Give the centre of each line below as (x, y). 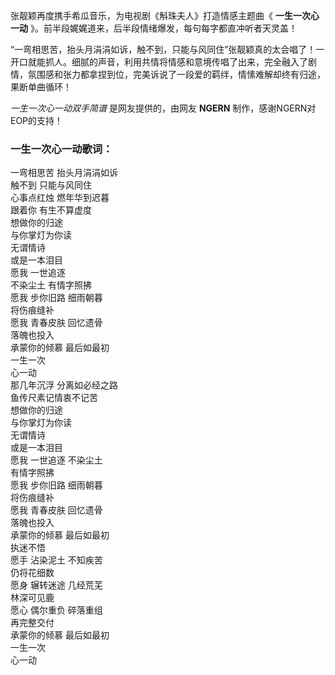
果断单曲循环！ (41, 87)
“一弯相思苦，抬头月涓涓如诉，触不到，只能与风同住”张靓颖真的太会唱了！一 (167, 49)
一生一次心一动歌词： (61, 149)
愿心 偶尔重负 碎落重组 (56, 610)
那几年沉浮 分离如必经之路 (64, 385)
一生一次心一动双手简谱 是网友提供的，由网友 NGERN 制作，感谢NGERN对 (163, 108)
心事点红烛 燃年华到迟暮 (60, 198)
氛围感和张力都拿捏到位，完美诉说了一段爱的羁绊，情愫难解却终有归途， (176, 74)
